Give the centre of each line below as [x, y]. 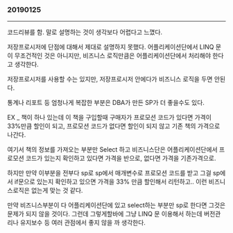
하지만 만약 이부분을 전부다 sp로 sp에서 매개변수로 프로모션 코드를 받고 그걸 [109, 173]
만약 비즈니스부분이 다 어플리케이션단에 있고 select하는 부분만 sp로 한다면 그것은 [116, 205]
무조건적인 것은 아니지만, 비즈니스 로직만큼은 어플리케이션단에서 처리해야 [113, 56]
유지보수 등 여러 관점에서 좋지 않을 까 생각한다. [83, 223]
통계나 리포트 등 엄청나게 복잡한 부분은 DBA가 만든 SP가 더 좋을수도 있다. [106, 103]
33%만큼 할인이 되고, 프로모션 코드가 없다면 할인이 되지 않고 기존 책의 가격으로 [114, 126]
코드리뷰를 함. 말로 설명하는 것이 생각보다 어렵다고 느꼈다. [85, 32]
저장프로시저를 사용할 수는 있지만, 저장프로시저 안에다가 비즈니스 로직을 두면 [110, 79]
